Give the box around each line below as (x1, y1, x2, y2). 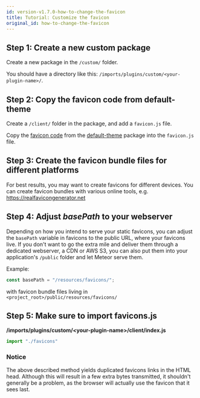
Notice (6, 353, 27, 361)
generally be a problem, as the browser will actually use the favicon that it (6, 379, 190, 386)
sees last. (6, 386, 30, 393)
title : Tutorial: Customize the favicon (6, 15, 110, 21)
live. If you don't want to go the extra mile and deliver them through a (6, 240, 178, 248)
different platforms (6, 165, 79, 176)
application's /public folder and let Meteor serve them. (6, 253, 144, 260)
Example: (6, 265, 30, 273)
